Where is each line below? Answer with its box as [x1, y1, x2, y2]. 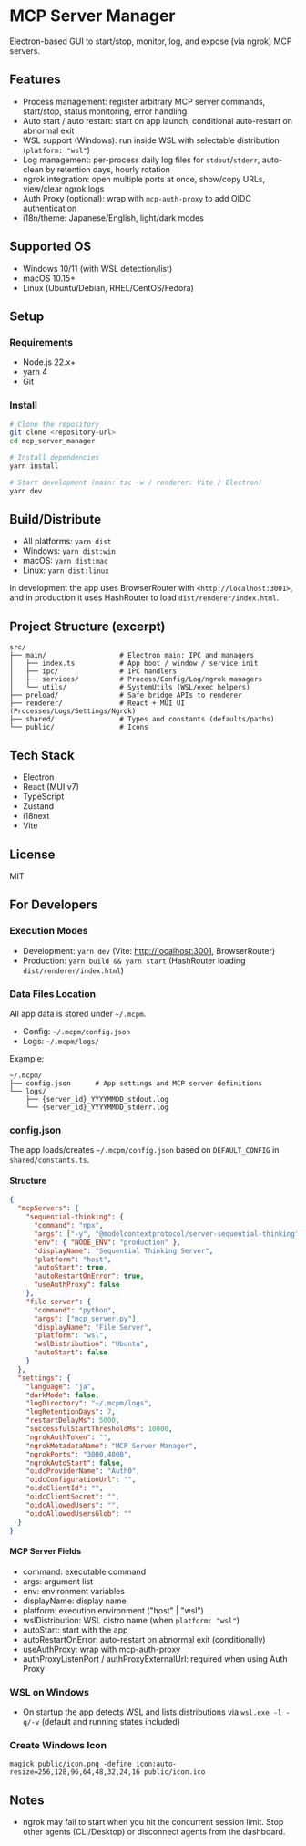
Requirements [9, 336, 74, 348]
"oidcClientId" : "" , [25, 1484, 104, 1493]
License [9, 846, 56, 862]
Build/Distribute [9, 512, 102, 527]
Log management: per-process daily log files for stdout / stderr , [22, 154, 260, 165]
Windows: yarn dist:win [22, 545, 116, 556]
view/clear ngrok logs [22, 183, 105, 194]
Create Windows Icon [9, 1738, 107, 1751]
